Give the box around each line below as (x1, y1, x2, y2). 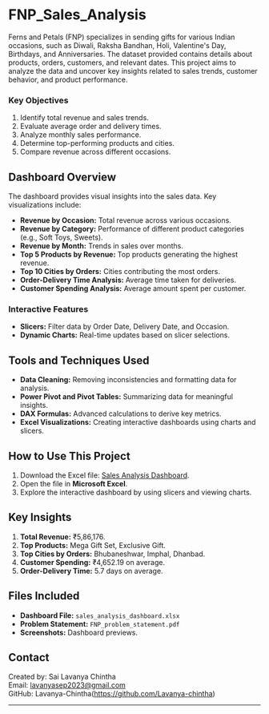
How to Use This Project (8, 449, 130, 462)
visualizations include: (8, 200, 82, 210)
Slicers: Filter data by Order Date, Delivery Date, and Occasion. (19, 322, 230, 332)
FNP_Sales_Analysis (8, 6, 147, 24)
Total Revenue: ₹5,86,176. (19, 531, 106, 542)
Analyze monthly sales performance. (19, 130, 142, 139)
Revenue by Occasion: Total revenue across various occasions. (19, 216, 232, 225)
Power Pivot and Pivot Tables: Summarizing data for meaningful (19, 392, 234, 401)
